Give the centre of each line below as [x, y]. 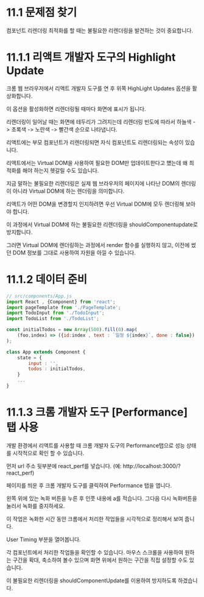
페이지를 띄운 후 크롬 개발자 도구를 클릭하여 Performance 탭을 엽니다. [89, 485]
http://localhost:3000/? [152, 466]
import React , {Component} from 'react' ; [61, 302]
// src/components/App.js [39, 296]
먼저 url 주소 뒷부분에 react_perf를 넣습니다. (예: [64, 466]
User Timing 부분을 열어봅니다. [44, 539]
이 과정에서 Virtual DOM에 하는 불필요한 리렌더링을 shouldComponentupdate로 [102, 224]
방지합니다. [19, 232]
